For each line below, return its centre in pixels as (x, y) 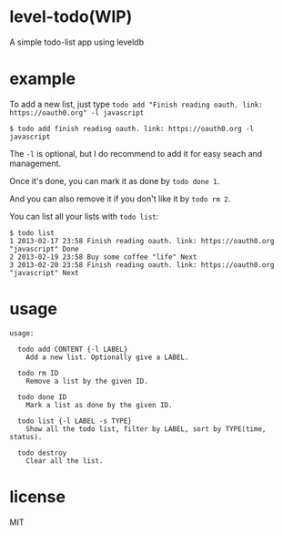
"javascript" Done (44, 249)
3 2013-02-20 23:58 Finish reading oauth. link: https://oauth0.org (142, 265)
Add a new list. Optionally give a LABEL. (107, 357)
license (38, 497)
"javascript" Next (44, 273)
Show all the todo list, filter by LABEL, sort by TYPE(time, (146, 429)
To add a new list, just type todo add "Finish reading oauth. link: (136, 104)
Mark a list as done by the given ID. (99, 405)
